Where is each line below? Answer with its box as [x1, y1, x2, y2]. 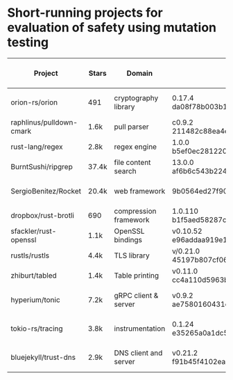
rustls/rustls [10, 251, 50, 260]
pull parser [114, 122, 149, 132]
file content [114, 157, 151, 167]
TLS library [114, 251, 150, 260]
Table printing [114, 270, 159, 280]
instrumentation [114, 324, 166, 333]
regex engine [114, 141, 157, 151]
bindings [114, 235, 143, 244]
